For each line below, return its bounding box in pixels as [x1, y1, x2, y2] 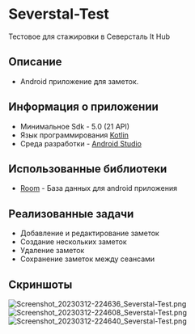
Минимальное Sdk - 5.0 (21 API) [19, 121, 130, 131]
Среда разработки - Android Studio [19, 138, 142, 148]
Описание [8, 55, 62, 69]
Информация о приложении [8, 100, 159, 114]
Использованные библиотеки [8, 162, 167, 175]
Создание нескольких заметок [19, 237, 127, 247]
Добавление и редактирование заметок [19, 228, 159, 239]
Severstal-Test [8, 5, 109, 23]
